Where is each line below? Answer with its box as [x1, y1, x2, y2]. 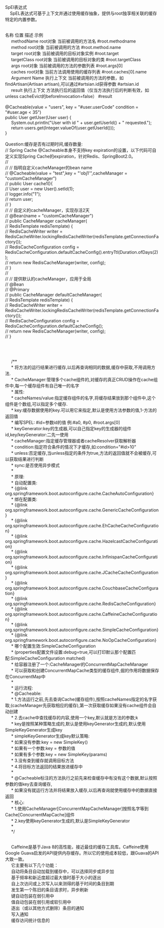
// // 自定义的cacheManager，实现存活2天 [5, 207, 90, 213]
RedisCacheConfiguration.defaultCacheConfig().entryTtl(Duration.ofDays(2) [5, 249, 158, 255]
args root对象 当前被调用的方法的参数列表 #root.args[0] [11, 63, 123, 69]
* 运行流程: [11, 685, 33, 691]
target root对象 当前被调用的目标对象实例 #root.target [11, 50, 119, 56]
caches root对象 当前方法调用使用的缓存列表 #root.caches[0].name [11, 69, 147, 74]
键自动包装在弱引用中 [11, 893, 54, 899]
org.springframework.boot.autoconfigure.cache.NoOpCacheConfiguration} [5, 637, 157, 643]
